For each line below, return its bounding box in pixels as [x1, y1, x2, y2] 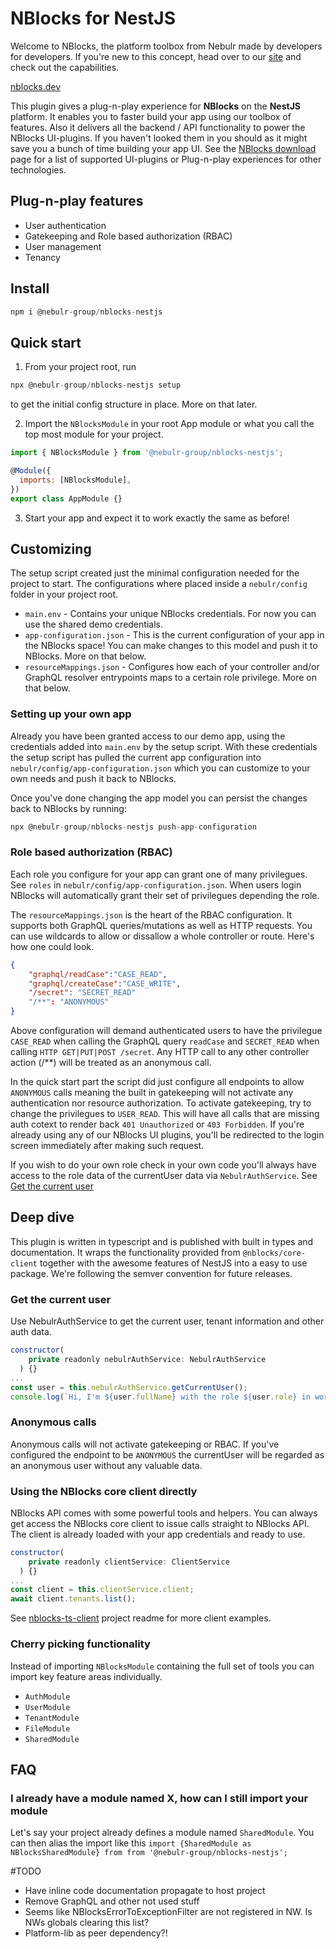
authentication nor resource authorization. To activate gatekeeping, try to [10, 1097, 312, 1109]
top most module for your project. [24, 428, 164, 441]
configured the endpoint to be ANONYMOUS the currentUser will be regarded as [10, 1448, 325, 1461]
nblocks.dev [10, 80, 62, 92]
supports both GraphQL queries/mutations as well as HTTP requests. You [10, 919, 313, 931]
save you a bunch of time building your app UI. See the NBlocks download [10, 142, 317, 154]
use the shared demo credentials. [24, 618, 163, 631]
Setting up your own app [10, 707, 132, 721]
